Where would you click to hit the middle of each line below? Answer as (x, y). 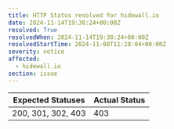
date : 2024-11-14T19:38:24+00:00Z (65, 23)
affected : (24, 59)
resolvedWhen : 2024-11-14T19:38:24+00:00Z (78, 37)
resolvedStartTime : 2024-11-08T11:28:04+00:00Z (87, 45)
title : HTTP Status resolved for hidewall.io (83, 15)
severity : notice (36, 52)
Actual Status (120, 100)
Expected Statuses (49, 100)
